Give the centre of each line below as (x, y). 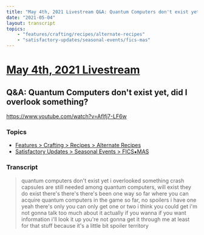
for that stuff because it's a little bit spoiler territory (85, 225)
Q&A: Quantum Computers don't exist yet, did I (97, 92)
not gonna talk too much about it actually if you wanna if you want (104, 213)
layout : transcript (31, 23)
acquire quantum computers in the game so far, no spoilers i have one (109, 200)
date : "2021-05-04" (31, 18)
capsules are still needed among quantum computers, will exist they (106, 187)
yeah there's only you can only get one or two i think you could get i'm (109, 206)
